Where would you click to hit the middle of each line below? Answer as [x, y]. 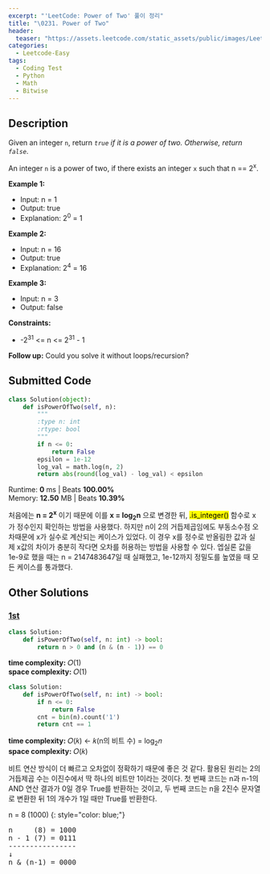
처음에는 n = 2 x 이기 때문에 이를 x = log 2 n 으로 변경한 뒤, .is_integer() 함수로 [129, 516]
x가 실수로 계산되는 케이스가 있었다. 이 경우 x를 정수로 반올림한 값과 [141, 536]
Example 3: [27, 284]
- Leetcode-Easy [43, 53]
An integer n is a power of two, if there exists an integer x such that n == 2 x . [133, 168]
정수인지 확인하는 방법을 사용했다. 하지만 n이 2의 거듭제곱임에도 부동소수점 [133, 526]
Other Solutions [49, 593]
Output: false [41, 308]
